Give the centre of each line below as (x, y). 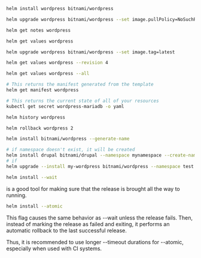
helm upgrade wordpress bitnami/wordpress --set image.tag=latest (91, 52)
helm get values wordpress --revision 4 (57, 63)
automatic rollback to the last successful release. (67, 230)
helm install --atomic (34, 206)
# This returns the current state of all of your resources (83, 101)
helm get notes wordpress (38, 30)
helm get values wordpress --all (48, 74)
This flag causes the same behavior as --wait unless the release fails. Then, (100, 217)
